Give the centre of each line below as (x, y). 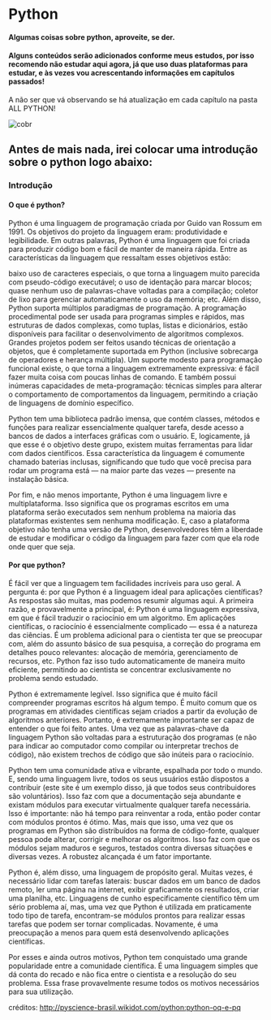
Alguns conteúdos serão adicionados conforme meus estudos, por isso (131, 56)
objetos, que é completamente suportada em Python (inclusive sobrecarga (133, 351)
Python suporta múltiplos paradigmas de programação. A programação (128, 308)
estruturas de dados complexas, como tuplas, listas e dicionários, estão (128, 325)
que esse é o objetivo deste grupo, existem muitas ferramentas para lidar (131, 445)
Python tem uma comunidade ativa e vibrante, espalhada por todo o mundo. (135, 770)
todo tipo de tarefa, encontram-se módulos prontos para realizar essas (127, 915)
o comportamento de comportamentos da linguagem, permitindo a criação (133, 394)
